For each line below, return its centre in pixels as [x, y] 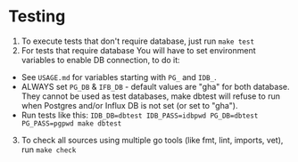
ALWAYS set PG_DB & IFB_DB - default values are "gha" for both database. [155, 86]
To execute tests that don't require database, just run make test [138, 41]
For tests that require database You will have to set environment [138, 50]
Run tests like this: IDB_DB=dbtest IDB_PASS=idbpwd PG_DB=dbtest [140, 115]
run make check [49, 150]
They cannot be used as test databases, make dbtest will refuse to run [150, 96]
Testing [37, 16]
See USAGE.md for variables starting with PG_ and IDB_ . [119, 77]
